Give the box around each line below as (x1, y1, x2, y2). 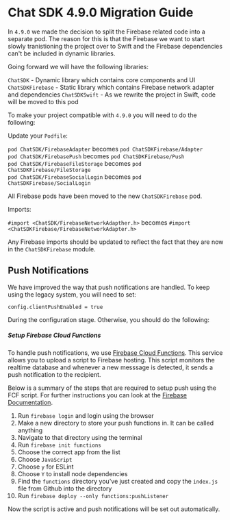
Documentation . (8, 398, 53, 406)
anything (17, 426, 43, 434)
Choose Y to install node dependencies (17, 469, 128, 478)
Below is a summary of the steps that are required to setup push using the (8, 384, 216, 392)
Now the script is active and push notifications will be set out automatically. (8, 505, 220, 513)
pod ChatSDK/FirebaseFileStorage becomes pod (8, 159, 142, 167)
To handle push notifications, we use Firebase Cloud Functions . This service (8, 348, 223, 357)
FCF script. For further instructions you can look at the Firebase (8, 391, 188, 399)
